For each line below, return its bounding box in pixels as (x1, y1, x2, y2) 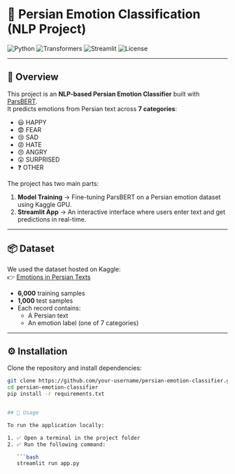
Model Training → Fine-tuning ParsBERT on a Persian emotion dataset (17, 192, 221, 201)
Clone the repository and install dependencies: (7, 364, 142, 373)
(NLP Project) (7, 21, 87, 37)
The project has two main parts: (7, 179, 99, 187)
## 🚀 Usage (7, 409, 39, 416)
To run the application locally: (7, 422, 105, 429)
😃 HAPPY (17, 118, 47, 127)
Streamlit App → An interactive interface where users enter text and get (17, 208, 226, 216)
